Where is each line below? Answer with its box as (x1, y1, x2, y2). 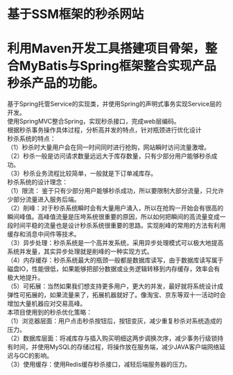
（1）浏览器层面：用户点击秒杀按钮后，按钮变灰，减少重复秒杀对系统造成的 (7, 317, 223, 325)
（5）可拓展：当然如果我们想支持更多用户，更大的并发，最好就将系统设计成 (7, 282, 224, 290)
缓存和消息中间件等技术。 (7, 230, 80, 238)
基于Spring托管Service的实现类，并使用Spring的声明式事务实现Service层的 (7, 100, 222, 108)
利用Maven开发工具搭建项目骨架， (7, 41, 206, 56)
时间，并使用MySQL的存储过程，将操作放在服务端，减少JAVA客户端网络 (12, 343, 220, 351)
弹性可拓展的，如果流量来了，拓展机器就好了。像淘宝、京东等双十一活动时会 (7, 291, 226, 299)
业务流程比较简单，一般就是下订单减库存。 (35, 169, 157, 178)
